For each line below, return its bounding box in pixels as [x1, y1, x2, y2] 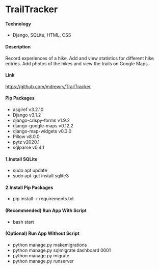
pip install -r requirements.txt [12, 196, 74, 202]
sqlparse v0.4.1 [12, 144, 44, 150]
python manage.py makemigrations [12, 241, 87, 248]
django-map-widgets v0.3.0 [12, 128, 72, 134]
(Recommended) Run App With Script [5, 207, 87, 213]
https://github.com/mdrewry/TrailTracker [5, 83, 91, 90]
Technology [5, 20, 32, 26]
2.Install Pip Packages [5, 184, 54, 191]
